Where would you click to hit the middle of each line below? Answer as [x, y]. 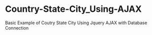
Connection [17, 28]
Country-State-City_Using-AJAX [73, 9]
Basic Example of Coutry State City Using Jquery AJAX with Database [76, 23]
